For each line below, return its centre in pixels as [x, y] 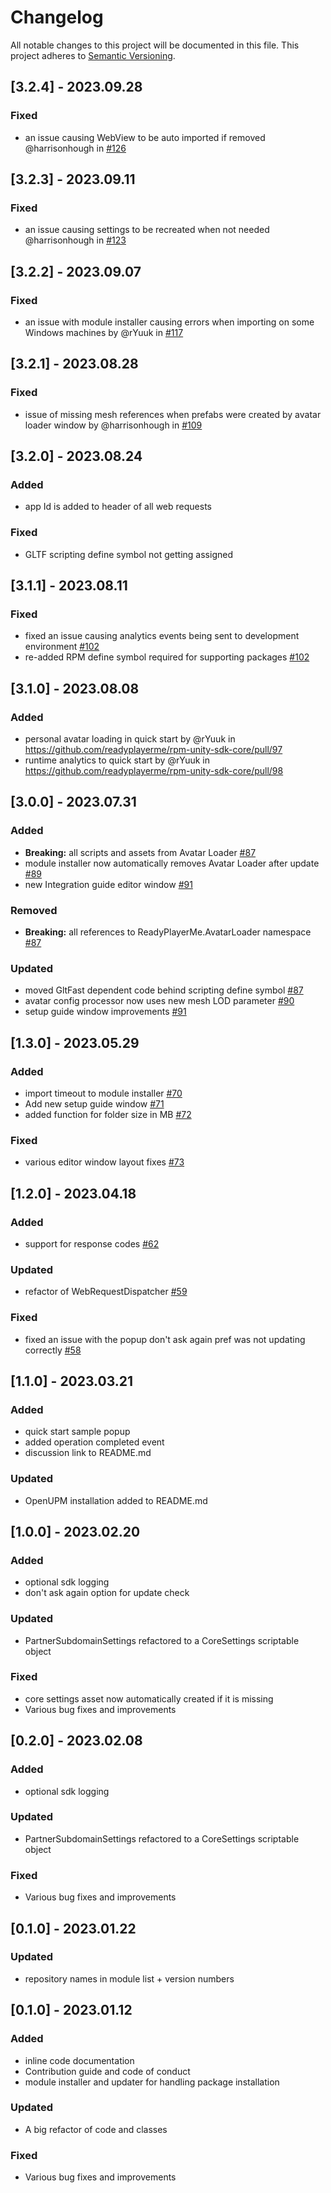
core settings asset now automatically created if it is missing [149, 1698]
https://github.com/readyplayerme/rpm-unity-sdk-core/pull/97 [153, 750]
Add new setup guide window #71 [94, 1104]
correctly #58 [53, 1350]
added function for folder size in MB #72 [108, 1115]
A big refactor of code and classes [96, 2129]
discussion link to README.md [88, 1453]
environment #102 [62, 647]
